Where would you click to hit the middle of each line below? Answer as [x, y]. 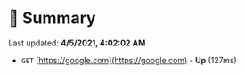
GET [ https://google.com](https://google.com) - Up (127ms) [129, 60]
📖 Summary [52, 18]
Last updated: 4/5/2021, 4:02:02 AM [77, 43]
